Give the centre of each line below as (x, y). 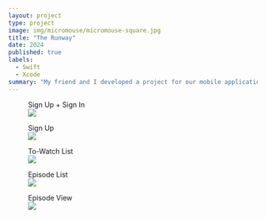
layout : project (35, 15)
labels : (21, 60)
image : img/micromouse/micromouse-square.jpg (84, 30)
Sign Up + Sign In (57, 105)
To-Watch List (51, 151)
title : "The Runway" (42, 38)
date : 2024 (26, 45)
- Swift (28, 67)
